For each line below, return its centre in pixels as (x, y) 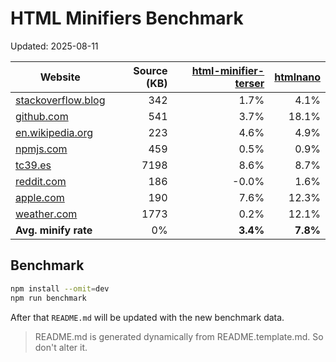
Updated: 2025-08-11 (54, 46)
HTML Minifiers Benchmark (127, 18)
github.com (42, 116)
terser (249, 83)
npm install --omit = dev (60, 288)
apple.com (40, 197)
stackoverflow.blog (60, 100)
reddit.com (41, 181)
